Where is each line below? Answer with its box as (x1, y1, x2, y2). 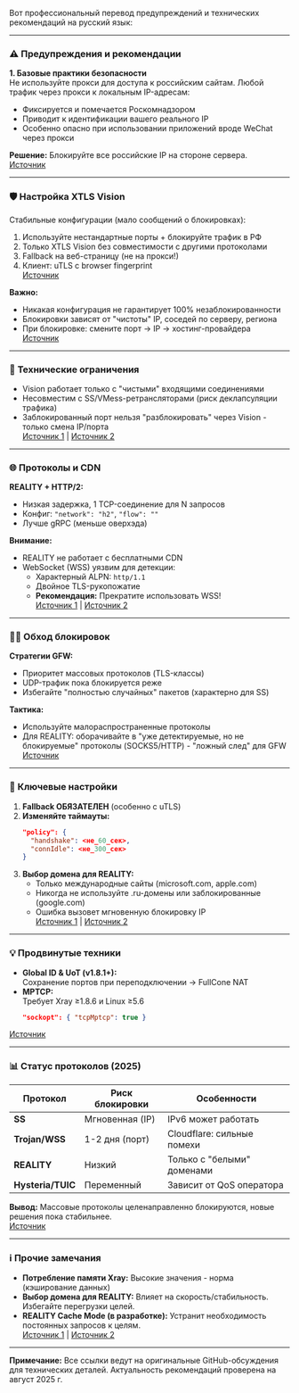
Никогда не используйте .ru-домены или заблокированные (35, 888, 261, 899)
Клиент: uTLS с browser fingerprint (21, 260, 153, 270)
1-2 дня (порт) (84, 1132, 149, 1145)
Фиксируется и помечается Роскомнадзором (21, 104, 196, 115)
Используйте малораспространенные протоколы (21, 722, 211, 733)
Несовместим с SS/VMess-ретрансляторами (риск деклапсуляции (21, 393, 278, 403)
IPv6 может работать (167, 1113, 260, 1125)
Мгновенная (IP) (84, 1113, 156, 1125)
